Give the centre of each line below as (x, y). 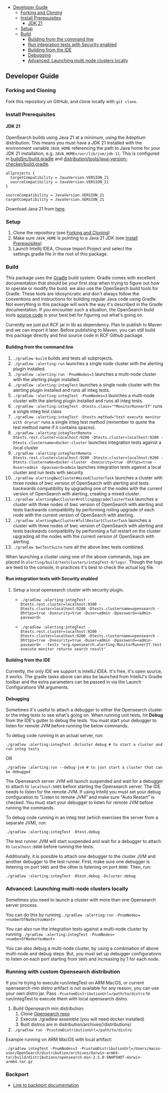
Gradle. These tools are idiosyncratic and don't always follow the (72, 294)
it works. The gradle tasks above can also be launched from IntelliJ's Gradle (84, 677)
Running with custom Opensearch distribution (63, 972)
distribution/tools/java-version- (96, 159)
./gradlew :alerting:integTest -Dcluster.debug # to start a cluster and (84, 745)
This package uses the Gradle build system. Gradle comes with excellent (80, 278)
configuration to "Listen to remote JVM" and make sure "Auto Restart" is (80, 797)
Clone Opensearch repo (45, 1013)
